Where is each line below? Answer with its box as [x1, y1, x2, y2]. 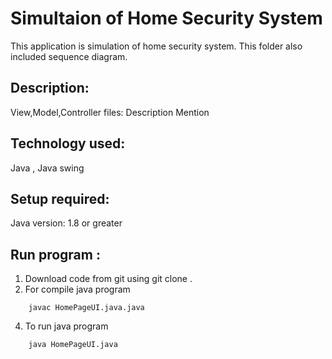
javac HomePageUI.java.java [28, 303, 145, 313]
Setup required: [10, 190, 110, 207]
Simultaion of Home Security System [10, 7, 323, 30]
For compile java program [24, 283, 131, 296]
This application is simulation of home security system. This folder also [10, 40, 303, 52]
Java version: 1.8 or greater [10, 217, 123, 229]
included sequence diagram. [10, 50, 128, 62]
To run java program [24, 320, 109, 332]
